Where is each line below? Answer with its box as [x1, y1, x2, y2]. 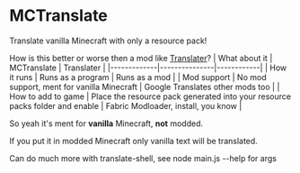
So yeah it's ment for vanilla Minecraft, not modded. [9, 118, 204, 129]
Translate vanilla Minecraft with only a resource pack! [9, 35, 207, 46]
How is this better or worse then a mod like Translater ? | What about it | [9, 52, 273, 63]
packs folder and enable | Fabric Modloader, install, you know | [9, 100, 243, 111]
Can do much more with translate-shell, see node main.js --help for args [9, 152, 277, 163]
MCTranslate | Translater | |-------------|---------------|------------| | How [9, 62, 287, 73]
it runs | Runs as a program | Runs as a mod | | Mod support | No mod [9, 71, 267, 82]
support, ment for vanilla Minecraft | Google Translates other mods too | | [9, 81, 280, 92]
